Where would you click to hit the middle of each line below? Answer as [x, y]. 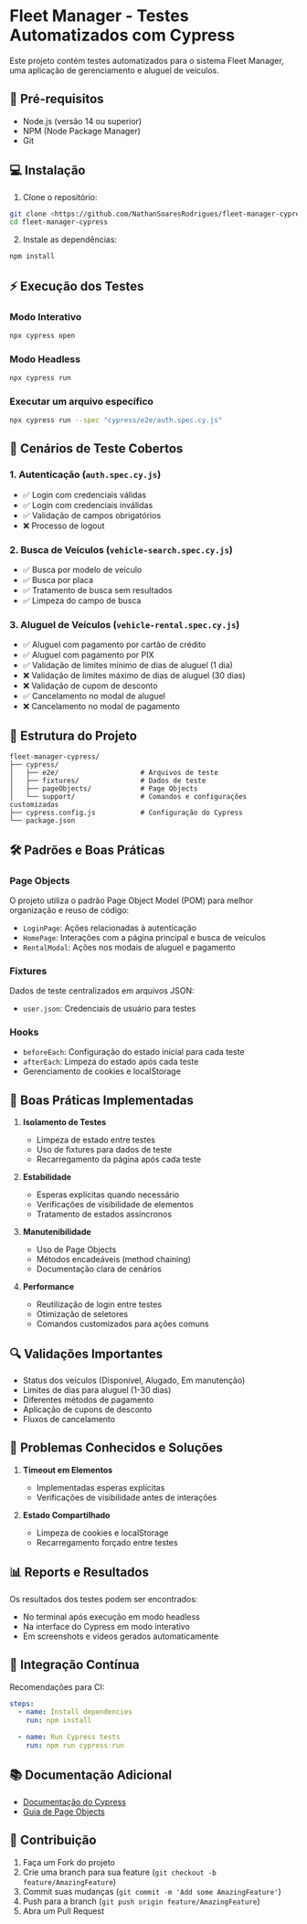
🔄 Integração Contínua [74, 1665]
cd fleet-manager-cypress [58, 222]
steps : [22, 1704]
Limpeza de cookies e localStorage [102, 1533]
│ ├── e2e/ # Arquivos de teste [114, 773]
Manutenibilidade [57, 1232]
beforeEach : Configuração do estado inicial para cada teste [133, 1052]
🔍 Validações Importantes [86, 1354]
